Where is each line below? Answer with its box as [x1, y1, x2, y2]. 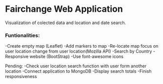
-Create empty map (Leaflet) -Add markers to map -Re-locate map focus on [5, 43, 159, 49]
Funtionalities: [5, 32, 40, 39]
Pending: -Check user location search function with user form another [5, 63, 147, 69]
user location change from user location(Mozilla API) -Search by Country [5, 48, 152, 55]
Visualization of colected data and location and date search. [5, 20, 126, 26]
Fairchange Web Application [5, 3, 123, 15]
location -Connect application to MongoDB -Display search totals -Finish [5, 68, 152, 74]
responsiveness [5, 74, 37, 80]
